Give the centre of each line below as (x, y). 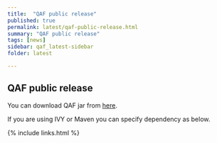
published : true (31, 21)
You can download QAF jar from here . (63, 105)
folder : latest (30, 54)
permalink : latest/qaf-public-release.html (73, 27)
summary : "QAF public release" (54, 34)
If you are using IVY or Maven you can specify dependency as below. (109, 119)
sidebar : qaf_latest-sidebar (51, 47)
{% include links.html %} (43, 132)
